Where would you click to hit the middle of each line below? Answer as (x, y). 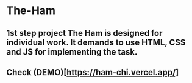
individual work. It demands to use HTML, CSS (96, 42)
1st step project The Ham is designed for (84, 33)
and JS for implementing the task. (72, 52)
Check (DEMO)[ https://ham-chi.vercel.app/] (93, 72)
